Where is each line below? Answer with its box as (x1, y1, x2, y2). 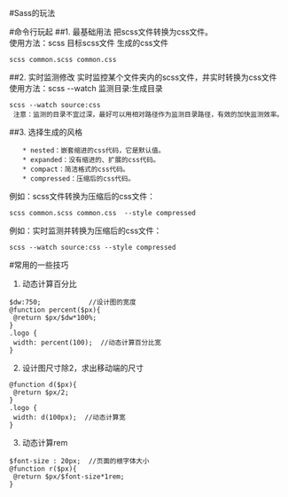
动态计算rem (21, 438, 68, 447)
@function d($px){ (9, 380, 77, 389)
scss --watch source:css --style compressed (9, 243, 176, 252)
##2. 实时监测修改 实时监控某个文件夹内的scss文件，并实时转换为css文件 (9, 72, 277, 82)
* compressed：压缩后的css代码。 (21, 175, 136, 183)
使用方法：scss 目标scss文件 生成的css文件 (9, 38, 168, 48)
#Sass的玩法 (9, 8, 56, 18)
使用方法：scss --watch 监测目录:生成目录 (9, 83, 163, 93)
